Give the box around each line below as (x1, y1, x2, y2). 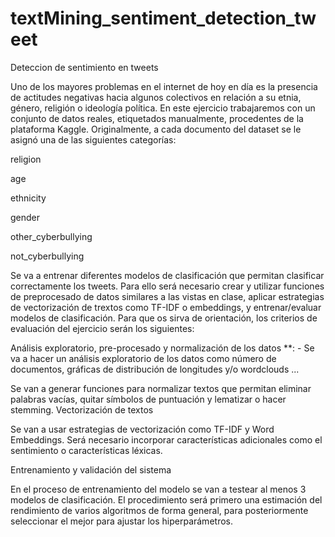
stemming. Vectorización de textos (10, 403, 154, 416)
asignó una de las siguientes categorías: (10, 133, 177, 146)
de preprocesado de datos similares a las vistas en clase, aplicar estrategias (10, 290, 325, 302)
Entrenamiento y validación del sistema (10, 463, 172, 476)
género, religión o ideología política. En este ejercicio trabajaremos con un (10, 102, 316, 114)
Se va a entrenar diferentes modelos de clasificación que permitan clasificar (10, 269, 325, 281)
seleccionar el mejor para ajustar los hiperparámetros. (10, 515, 233, 527)
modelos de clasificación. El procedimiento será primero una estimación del (10, 493, 323, 506)
